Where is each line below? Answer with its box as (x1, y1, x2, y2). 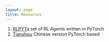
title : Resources (5, 12, 42, 17)
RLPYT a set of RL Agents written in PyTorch (12, 25, 104, 31)
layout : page (5, 7, 33, 12)
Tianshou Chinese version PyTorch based (12, 31, 100, 37)
